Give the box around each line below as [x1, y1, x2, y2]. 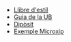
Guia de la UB [13, 13, 53, 21]
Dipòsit [13, 20, 34, 28]
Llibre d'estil [13, 6, 48, 14]
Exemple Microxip [13, 27, 64, 35]
